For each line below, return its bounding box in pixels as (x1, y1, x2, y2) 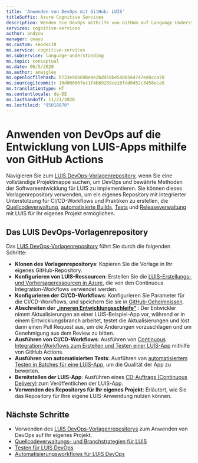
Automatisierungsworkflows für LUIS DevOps (14, 451, 125, 458)
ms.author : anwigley (6, 69, 57, 75)
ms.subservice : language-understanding (6, 53, 104, 59)
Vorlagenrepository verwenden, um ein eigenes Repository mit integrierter (6, 191, 187, 198)
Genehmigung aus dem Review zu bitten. (14, 329, 115, 337)
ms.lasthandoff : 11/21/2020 (6, 96, 75, 102)
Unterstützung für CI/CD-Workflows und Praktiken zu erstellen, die (6, 197, 169, 205)
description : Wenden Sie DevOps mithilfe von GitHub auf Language (6, 20, 173, 25)
